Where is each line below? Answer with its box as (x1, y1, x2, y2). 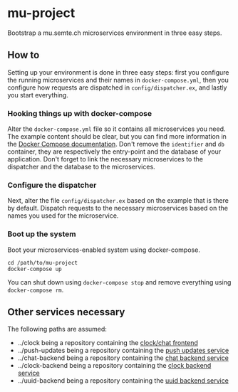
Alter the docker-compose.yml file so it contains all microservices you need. (7, 125, 226, 133)
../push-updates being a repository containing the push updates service (17, 346, 229, 355)
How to (7, 49, 40, 61)
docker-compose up (7, 265, 62, 272)
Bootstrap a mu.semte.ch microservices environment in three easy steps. (7, 28, 222, 37)
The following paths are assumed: (7, 325, 107, 334)
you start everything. (7, 90, 69, 99)
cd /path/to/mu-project (7, 259, 78, 266)
